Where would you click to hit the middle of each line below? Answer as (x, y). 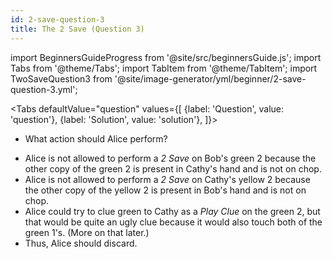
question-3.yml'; (44, 89)
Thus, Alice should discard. (81, 243)
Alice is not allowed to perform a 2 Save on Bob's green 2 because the (170, 158)
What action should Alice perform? (96, 138)
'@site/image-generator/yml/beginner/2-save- (210, 78)
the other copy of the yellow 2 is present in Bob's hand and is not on (165, 190)
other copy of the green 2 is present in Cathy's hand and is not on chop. (173, 168)
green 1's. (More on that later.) (87, 232)
